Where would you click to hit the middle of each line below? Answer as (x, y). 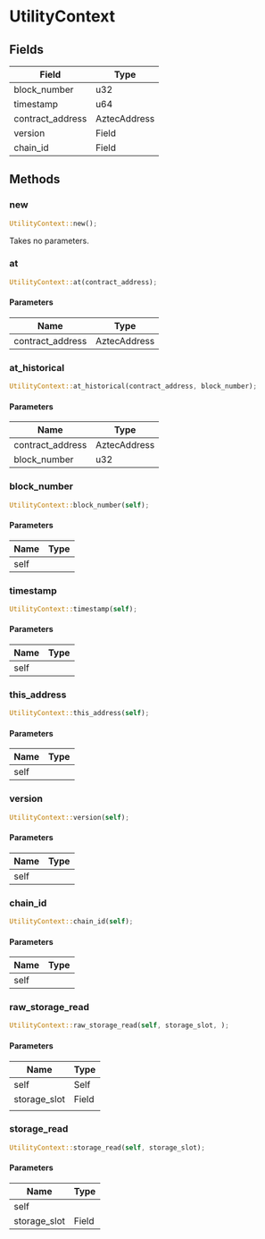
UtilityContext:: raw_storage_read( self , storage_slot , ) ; (119, 1025)
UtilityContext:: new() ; (54, 223)
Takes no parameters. (49, 240)
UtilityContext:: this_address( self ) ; (79, 713)
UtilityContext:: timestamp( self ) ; (74, 609)
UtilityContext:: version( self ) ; (69, 817)
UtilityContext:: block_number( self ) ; (79, 505)
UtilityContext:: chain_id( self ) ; (71, 922)
